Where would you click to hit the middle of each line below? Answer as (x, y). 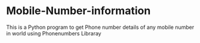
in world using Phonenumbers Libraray (54, 33)
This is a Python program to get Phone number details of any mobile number (100, 27)
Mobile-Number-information (79, 11)
